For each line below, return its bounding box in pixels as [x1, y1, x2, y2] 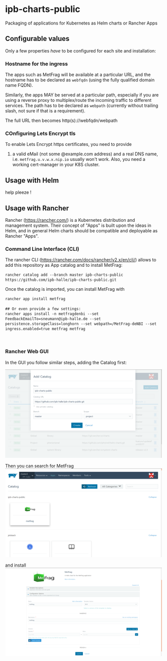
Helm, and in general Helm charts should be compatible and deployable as [5, 227, 158, 233]
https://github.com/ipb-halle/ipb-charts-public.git [5, 277, 117, 283]
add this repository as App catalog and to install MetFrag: [5, 262, 123, 268]
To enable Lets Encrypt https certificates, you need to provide [5, 141, 132, 147]
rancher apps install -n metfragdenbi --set [5, 311, 99, 317]
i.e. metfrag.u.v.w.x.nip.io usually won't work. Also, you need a [12, 156, 146, 162]
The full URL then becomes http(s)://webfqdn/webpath [5, 117, 118, 123]
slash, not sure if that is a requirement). [5, 108, 85, 114]
